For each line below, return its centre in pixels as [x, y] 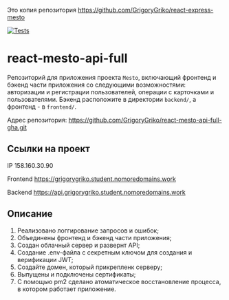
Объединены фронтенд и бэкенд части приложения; [94, 237]
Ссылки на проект [49, 149]
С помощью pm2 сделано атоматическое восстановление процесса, [119, 281]
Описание [30, 214]
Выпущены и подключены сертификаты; [76, 274]
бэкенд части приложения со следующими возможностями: [96, 85]
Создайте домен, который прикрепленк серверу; [90, 267]
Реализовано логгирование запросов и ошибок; [88, 231]
